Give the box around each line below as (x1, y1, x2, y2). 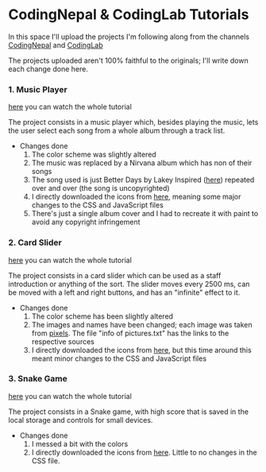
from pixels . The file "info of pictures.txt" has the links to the (31, 328, 229, 338)
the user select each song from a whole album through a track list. (8, 126, 226, 136)
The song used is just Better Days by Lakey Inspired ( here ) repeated (31, 175, 255, 184)
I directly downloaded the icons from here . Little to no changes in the (31, 447, 257, 457)
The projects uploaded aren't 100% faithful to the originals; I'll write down (8, 56, 249, 65)
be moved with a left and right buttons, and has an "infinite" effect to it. (8, 288, 241, 297)
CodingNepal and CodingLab (8, 40, 103, 49)
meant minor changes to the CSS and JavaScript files (31, 354, 207, 363)
